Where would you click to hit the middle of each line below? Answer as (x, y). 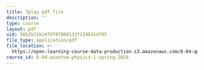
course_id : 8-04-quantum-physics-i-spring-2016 (68, 57)
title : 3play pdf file (35, 12)
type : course (23, 23)
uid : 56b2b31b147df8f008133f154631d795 (57, 35)
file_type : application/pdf (42, 40)
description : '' (27, 18)
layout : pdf (21, 29)
